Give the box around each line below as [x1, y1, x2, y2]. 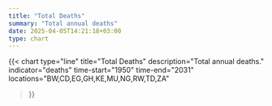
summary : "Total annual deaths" [8, 19, 118, 28]
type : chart [8, 34, 49, 43]
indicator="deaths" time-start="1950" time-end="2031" [8, 66, 195, 75]
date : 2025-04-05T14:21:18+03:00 [8, 27, 122, 35]
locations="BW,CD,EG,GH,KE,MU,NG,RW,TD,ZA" [8, 74, 170, 83]
